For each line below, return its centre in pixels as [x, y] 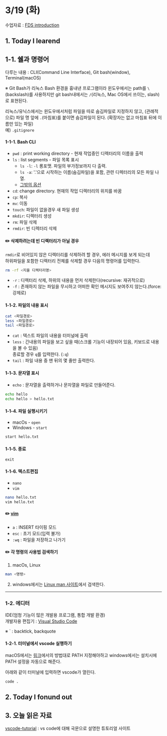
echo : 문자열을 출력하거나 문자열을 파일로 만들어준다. [64, 385]
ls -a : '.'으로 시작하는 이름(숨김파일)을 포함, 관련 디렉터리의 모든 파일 [87, 172]
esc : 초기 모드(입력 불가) [37, 533]
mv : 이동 [20, 203]
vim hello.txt [20, 502]
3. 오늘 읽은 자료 [29, 715]
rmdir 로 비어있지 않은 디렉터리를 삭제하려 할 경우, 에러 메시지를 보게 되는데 [78, 254]
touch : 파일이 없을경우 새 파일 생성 [46, 210]
